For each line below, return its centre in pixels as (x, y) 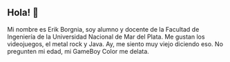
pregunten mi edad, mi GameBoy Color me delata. (78, 51)
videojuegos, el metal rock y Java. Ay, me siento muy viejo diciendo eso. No (115, 44)
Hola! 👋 (23, 13)
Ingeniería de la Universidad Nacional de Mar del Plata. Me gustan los (106, 37)
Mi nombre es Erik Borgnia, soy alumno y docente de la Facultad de (103, 29)
